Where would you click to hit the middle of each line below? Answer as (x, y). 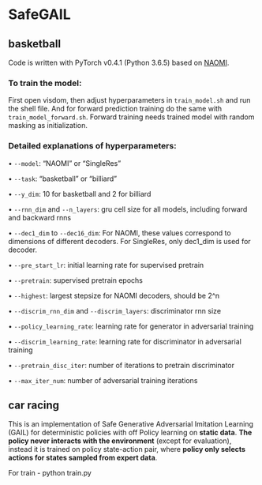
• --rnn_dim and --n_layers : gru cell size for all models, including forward (128, 209)
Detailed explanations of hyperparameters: (92, 146)
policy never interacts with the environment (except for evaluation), (120, 441)
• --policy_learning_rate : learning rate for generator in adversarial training (131, 326)
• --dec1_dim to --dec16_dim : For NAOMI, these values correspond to (120, 233)
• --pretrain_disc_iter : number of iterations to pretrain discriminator (122, 365)
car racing (34, 405)
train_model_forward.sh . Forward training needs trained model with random (131, 117)
